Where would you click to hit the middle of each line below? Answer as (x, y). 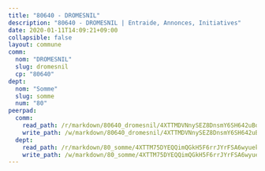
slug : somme (35, 96)
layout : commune (35, 45)
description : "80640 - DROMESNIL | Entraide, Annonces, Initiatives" (125, 23)
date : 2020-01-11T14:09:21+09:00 (63, 30)
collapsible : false (40, 37)
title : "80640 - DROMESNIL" (54, 15)
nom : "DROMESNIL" (44, 60)
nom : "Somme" (37, 89)
